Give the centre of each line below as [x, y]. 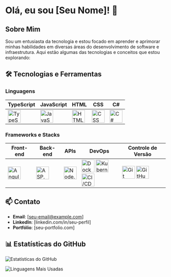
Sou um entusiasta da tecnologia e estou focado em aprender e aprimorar [83, 41]
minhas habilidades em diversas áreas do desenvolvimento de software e [82, 47]
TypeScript [22, 104]
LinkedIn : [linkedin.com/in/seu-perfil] [52, 222]
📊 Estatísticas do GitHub [46, 244]
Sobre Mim [23, 29]
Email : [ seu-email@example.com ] [48, 216]
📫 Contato [23, 202]
